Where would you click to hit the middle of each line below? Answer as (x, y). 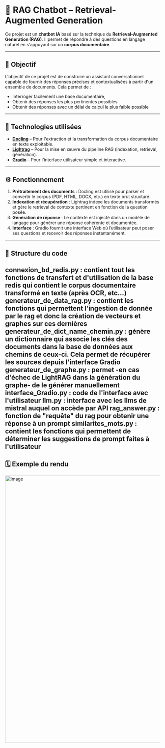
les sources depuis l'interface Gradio (63, 362)
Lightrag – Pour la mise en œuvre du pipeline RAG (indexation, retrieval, (85, 149)
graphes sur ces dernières (46, 324)
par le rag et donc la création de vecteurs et (73, 316)
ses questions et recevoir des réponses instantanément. (69, 233)
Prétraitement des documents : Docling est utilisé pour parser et (78, 192)
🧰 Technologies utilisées (43, 127)
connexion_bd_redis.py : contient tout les (70, 270)
